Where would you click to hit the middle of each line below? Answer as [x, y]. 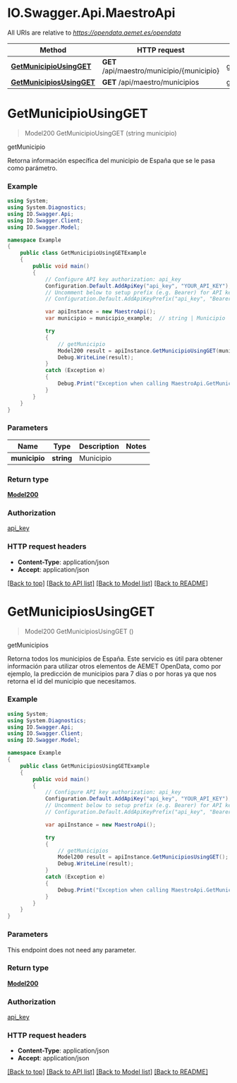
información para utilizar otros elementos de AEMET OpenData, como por [114, 666]
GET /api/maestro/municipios [151, 82]
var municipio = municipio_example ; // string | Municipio [135, 318]
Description [99, 446]
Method [53, 49]
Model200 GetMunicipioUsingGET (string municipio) [101, 133]
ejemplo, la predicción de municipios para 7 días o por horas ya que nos [112, 674]
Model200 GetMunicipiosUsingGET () [79, 631]
